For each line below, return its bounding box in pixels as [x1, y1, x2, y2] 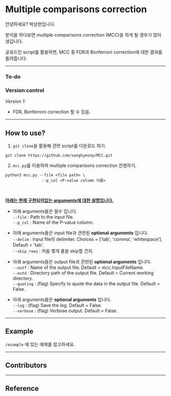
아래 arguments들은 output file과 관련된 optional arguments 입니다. [12, 258, 152, 265]
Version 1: [5, 98, 26, 105]
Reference [5, 384, 39, 392]
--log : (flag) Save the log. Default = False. [12, 302, 102, 308]
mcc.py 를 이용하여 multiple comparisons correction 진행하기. [12, 162, 136, 168]
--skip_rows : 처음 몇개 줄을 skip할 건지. [12, 248, 94, 254]
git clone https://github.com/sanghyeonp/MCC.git [5, 153, 113, 158]
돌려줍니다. [5, 55, 27, 62]
